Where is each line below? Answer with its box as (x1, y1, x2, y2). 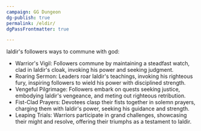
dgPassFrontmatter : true (6, 26, 69, 32)
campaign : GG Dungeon (6, 9, 61, 15)
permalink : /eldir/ (6, 20, 56, 26)
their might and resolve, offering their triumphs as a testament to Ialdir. (15, 118, 192, 126)
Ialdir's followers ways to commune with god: (6, 48, 120, 55)
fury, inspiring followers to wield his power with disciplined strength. (15, 79, 186, 87)
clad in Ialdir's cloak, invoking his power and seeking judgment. (15, 66, 174, 74)
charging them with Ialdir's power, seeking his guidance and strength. (15, 105, 190, 113)
